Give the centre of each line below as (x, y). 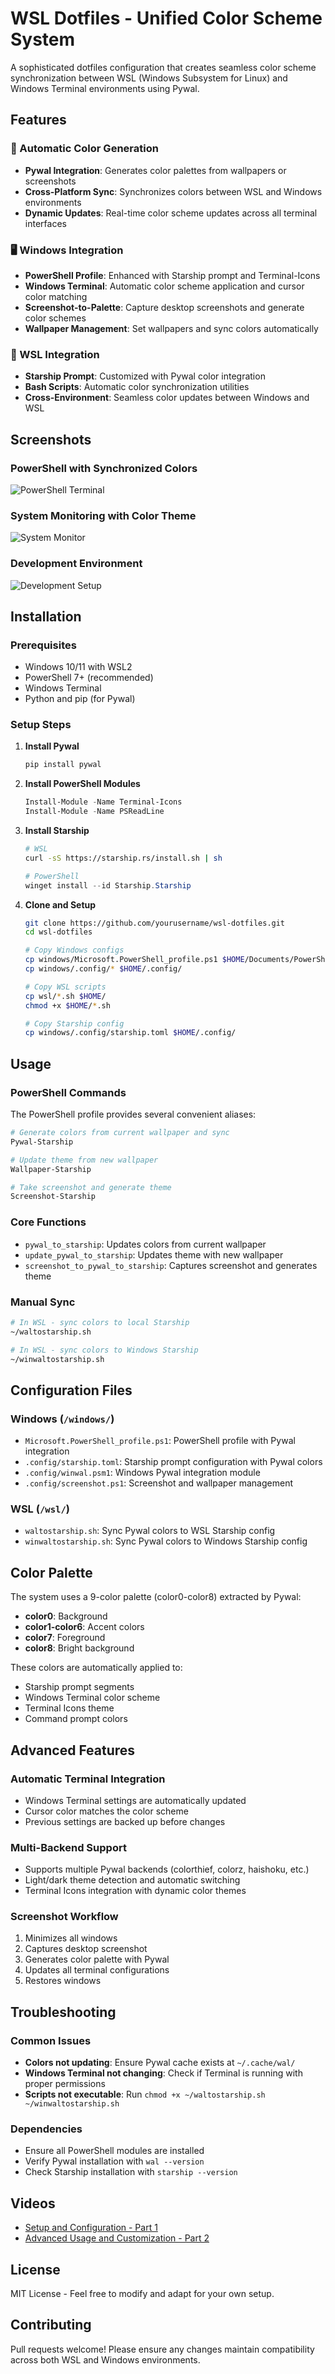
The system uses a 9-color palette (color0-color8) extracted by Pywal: (156, 1597)
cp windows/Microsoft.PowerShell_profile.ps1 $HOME (134, 960)
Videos (33, 2203)
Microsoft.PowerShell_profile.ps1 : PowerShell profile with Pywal (160, 1441)
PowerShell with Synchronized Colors (104, 468)
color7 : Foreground (65, 1638)
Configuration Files (71, 1390)
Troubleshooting (63, 2012)
